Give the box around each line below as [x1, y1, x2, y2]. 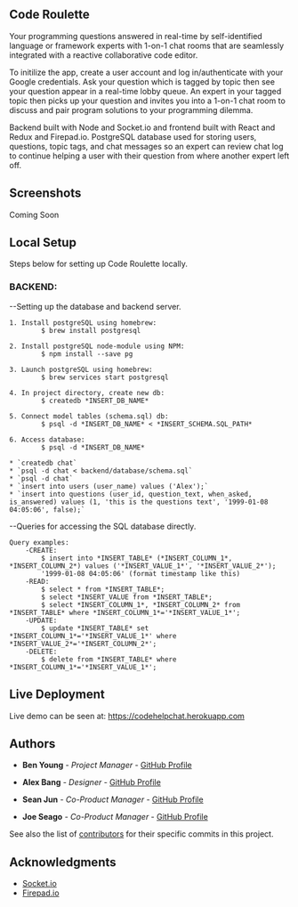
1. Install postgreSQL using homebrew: [9, 318, 157, 328]
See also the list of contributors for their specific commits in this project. [9, 829, 274, 839]
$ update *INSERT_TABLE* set [41, 623, 149, 633]
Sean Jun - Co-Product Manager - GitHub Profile [21, 794, 204, 805]
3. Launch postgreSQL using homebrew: [9, 365, 153, 374]
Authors [9, 736, 56, 751]
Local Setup [9, 235, 77, 250]
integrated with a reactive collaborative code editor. [9, 49, 198, 61]
